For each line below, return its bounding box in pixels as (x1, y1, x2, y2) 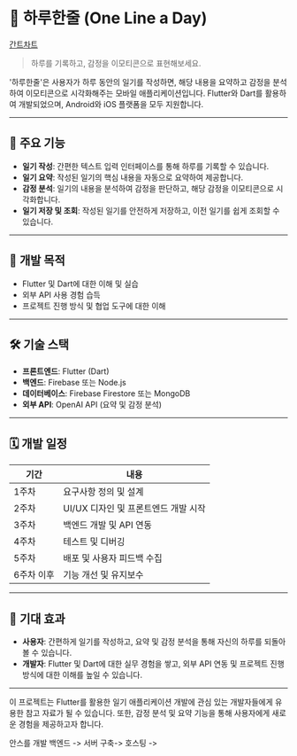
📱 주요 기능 (9, 136, 66, 151)
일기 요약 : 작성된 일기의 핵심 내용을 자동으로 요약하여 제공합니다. (21, 172, 244, 183)
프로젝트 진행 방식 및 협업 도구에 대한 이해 (21, 300, 166, 311)
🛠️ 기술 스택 (9, 337, 69, 352)
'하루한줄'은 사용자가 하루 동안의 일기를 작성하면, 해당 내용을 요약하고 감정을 (9, 76, 271, 87)
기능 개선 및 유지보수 (63, 569, 144, 581)
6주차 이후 (13, 569, 55, 581)
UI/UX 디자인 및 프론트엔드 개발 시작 (63, 503, 206, 515)
